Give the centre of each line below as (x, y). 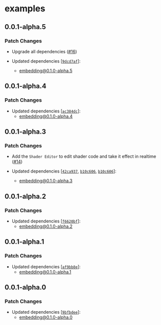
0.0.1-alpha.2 (25, 196)
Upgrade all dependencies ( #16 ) (44, 51)
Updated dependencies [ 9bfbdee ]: (46, 312)
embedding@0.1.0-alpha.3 (46, 181)
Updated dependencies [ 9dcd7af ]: (46, 61)
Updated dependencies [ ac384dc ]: (46, 111)
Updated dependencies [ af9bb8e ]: (46, 266)
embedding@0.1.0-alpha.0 (46, 317)
